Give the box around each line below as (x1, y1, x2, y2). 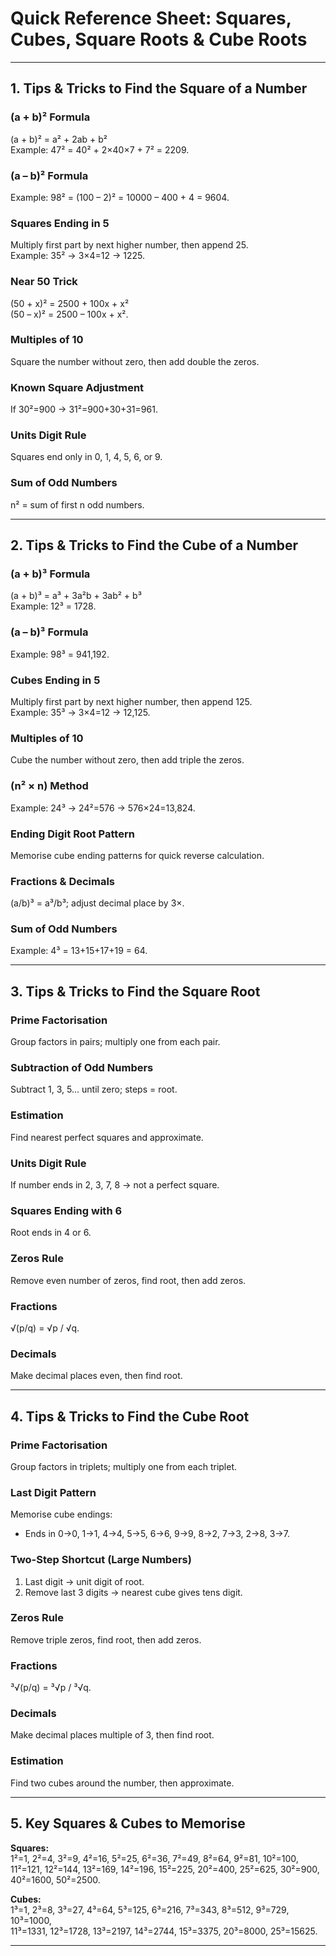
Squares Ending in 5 (10, 216, 110, 230)
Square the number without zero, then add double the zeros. (10, 355, 260, 367)
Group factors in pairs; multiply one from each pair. (10, 1036, 221, 1048)
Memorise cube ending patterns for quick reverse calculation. (10, 849, 265, 861)
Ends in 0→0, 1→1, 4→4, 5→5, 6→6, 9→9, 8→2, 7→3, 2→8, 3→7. (24, 1528, 290, 1540)
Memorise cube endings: (10, 1508, 113, 1521)
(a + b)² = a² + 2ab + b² (10, 133, 108, 145)
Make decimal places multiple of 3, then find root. (10, 1729, 215, 1741)
